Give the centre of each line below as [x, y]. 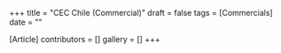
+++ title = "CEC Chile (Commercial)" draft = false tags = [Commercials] [141, 13]
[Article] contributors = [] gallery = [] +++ [85, 39]
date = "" [26, 22]
